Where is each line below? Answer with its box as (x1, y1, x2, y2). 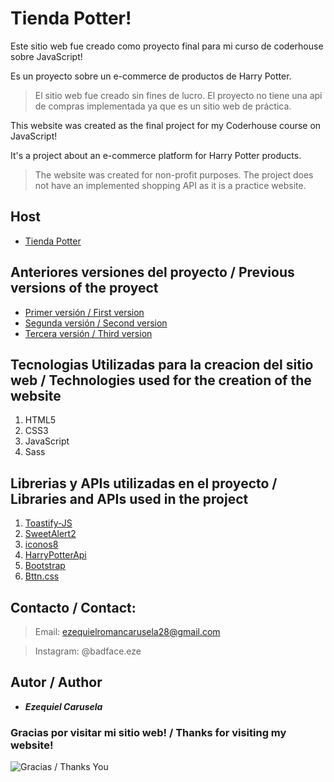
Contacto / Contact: (10, 599, 137, 616)
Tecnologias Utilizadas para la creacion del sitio (10, 356, 314, 373)
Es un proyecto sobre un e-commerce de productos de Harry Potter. (10, 70, 292, 82)
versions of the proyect (10, 280, 159, 297)
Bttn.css (24, 570, 60, 582)
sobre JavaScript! (10, 50, 83, 62)
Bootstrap (24, 560, 66, 572)
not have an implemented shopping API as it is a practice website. (34, 179, 307, 191)
